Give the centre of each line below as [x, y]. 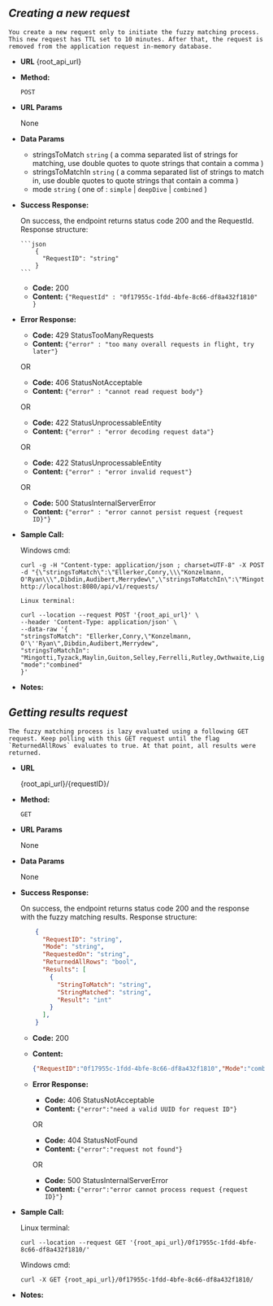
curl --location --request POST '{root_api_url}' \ [109, 615]
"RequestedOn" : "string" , [86, 954]
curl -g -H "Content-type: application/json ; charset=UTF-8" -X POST [142, 565]
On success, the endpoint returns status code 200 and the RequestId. [137, 221]
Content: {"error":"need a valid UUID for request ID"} [141, 1108]
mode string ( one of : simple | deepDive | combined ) [119, 189]
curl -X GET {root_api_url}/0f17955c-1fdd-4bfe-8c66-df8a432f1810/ [136, 1280]
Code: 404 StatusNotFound [91, 1140]
